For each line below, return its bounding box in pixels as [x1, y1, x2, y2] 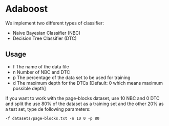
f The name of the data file [12, 63, 69, 69]
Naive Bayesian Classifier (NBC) [12, 30, 81, 36]
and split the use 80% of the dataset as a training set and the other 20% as [5, 100, 164, 107]
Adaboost [5, 3, 48, 15]
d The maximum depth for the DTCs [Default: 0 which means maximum [12, 80, 163, 86]
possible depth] [12, 85, 46, 91]
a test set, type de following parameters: [5, 106, 91, 112]
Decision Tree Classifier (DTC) [12, 35, 77, 41]
